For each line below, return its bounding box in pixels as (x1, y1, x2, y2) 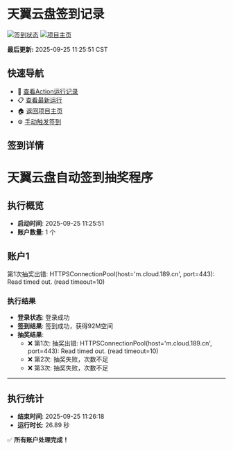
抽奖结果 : (17, 330, 44, 339)
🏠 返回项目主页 (17, 107, 63, 115)
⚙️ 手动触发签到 (17, 117, 62, 125)
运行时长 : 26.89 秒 (17, 421, 70, 429)
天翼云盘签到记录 (7, 6, 105, 22)
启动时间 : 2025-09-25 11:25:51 (17, 219, 104, 228)
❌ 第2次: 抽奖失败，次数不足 (27, 355, 109, 363)
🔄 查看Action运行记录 (17, 87, 78, 96)
